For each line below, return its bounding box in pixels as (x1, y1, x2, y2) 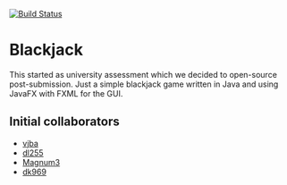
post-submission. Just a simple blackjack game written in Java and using (9, 79, 279, 89)
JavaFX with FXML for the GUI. (9, 88, 123, 98)
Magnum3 (21, 156, 61, 167)
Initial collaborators (9, 114, 120, 130)
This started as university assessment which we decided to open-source (9, 69, 277, 80)
